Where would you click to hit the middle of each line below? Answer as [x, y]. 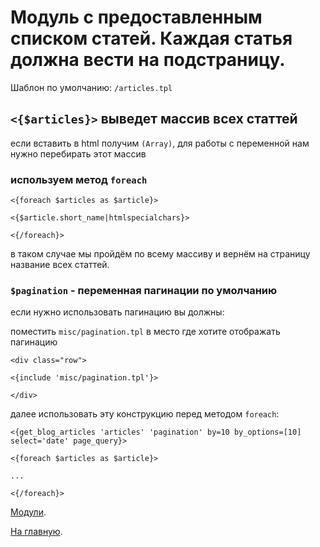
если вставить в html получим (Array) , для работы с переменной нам [160, 143]
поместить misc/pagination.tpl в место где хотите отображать [145, 332]
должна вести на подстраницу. [148, 60]
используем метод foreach [79, 179]
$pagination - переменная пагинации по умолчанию [144, 290]
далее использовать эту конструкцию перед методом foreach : [145, 414]
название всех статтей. [60, 265]
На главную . [36, 532]
